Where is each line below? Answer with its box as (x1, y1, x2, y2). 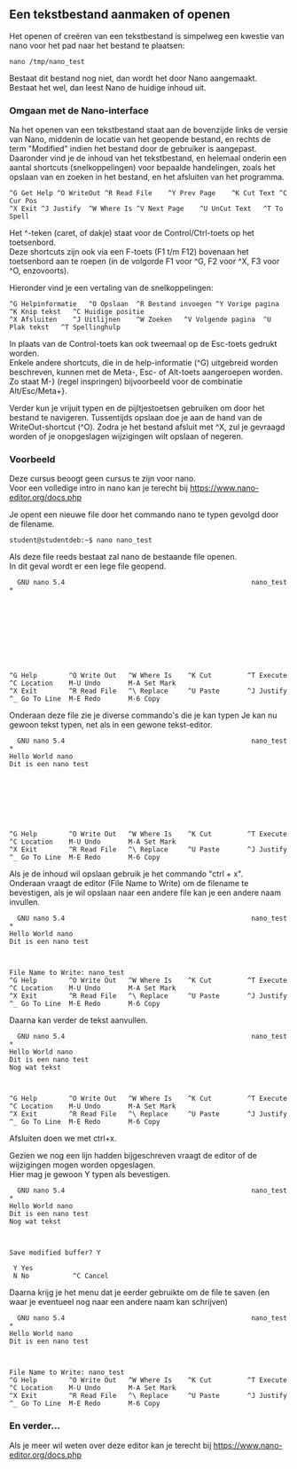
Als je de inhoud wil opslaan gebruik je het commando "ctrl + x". (9, 868, 244, 879)
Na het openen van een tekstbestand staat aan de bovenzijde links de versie (9, 124, 288, 136)
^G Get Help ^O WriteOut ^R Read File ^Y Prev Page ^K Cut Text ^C (9, 189, 288, 198)
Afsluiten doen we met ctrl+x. (9, 1133, 117, 1143)
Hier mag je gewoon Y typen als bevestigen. (9, 1169, 171, 1180)
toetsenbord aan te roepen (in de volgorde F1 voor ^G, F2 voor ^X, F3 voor (9, 256, 280, 267)
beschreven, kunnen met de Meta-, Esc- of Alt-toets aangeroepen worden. (9, 367, 283, 378)
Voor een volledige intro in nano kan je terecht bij (9, 483, 189, 493)
